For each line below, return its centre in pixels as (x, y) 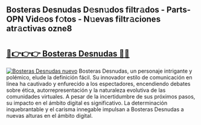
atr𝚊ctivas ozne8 (39, 29)
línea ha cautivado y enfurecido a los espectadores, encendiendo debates (98, 84)
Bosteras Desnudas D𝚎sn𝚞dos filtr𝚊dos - (85, 10)
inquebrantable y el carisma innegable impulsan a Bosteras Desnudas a (95, 109)
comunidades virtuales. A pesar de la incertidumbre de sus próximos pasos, (101, 96)
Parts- (179, 10)
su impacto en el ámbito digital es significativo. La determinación (87, 103)
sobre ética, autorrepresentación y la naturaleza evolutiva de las (86, 90)
